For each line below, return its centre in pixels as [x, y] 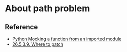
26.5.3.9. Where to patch [38, 44]
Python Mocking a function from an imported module [67, 39]
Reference [22, 27]
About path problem [48, 9]
